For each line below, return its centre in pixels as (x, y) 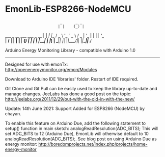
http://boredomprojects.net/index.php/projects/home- (93, 144)
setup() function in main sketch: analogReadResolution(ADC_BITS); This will (82, 128)
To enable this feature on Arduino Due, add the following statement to (75, 123)
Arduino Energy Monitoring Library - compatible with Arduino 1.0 (70, 50)
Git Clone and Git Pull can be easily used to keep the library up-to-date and (81, 88)
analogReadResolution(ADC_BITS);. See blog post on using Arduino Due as (81, 139)
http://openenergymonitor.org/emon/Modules (51, 69)
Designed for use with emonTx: (37, 64)
